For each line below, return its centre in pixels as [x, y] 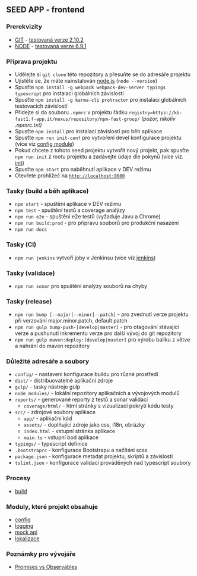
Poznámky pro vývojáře [41, 554]
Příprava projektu [32, 61]
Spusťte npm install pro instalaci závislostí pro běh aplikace [88, 131]
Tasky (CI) [21, 245]
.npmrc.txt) [28, 125]
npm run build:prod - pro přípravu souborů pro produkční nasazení [97, 223]
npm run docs [31, 230]
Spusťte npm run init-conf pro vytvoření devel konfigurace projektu [98, 137]
